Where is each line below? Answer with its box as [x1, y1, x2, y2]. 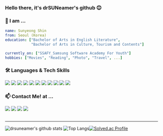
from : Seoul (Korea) [5, 33, 47, 38]
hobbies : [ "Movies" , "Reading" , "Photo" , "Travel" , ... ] [5, 55, 123, 60]
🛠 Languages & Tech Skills [5, 67, 70, 74]
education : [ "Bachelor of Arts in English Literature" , [5, 37, 120, 42]
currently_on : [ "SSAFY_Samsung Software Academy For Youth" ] [5, 51, 131, 55]
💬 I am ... [5, 17, 26, 24]
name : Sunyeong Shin [5, 29, 47, 34]
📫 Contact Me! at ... [5, 93, 54, 100]
